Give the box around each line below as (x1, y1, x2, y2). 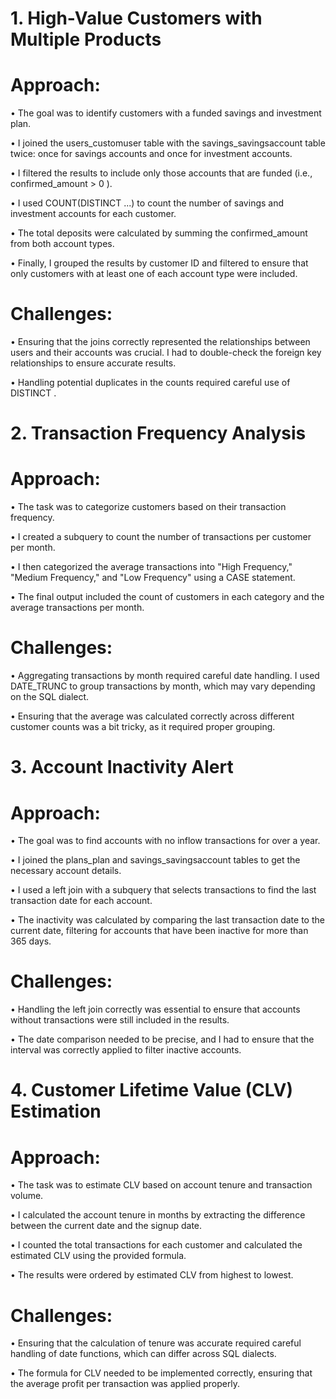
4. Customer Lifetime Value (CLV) (10, 1079, 293, 1102)
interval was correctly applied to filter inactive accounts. (10, 1044, 242, 1056)
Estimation (10, 1100, 102, 1123)
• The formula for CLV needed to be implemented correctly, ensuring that (10, 1367, 313, 1379)
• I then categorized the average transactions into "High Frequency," (10, 561, 293, 573)
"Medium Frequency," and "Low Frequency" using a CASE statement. (10, 572, 296, 584)
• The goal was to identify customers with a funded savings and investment (10, 107, 322, 119)
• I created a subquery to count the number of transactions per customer (10, 531, 312, 543)
